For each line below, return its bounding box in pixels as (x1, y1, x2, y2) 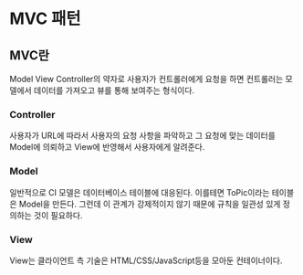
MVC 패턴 (9, 8, 81, 29)
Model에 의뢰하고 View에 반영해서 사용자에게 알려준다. (9, 142, 205, 153)
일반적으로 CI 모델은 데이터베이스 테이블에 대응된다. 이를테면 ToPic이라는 (9, 186, 270, 197)
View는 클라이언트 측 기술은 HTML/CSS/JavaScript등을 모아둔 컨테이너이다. (9, 255, 283, 266)
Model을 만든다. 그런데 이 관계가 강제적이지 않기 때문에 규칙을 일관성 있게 (18, 198, 281, 209)
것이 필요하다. (33, 209, 83, 220)
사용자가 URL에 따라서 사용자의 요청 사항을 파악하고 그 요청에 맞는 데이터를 (9, 130, 276, 142)
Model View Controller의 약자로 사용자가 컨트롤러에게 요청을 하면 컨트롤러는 (9, 74, 284, 84)
